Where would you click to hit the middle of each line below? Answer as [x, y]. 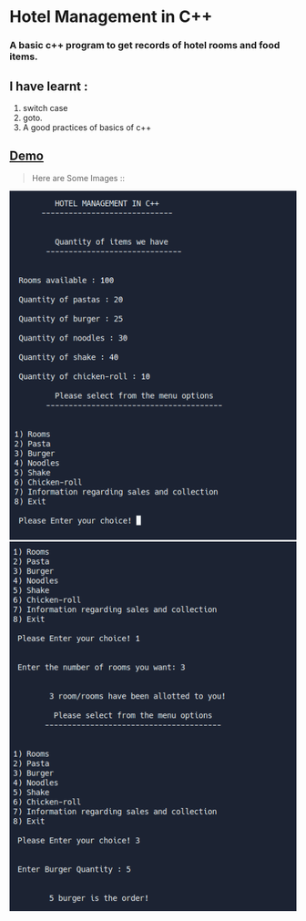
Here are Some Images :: [78, 178]
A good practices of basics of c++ [87, 127]
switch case [45, 107]
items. [24, 56]
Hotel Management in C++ [111, 17]
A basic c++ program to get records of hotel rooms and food [145, 46]
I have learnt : [49, 86]
